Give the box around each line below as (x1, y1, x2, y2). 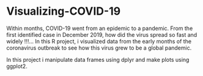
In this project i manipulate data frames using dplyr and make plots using (6, 56, 190, 63)
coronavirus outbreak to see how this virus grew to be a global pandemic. (6, 44, 192, 51)
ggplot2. (6, 63, 28, 70)
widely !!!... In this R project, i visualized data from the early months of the (6, 37, 191, 45)
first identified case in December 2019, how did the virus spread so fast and (6, 31, 197, 38)
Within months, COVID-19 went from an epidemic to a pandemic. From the (6, 25, 193, 32)
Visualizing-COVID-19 (6, 4, 121, 18)
